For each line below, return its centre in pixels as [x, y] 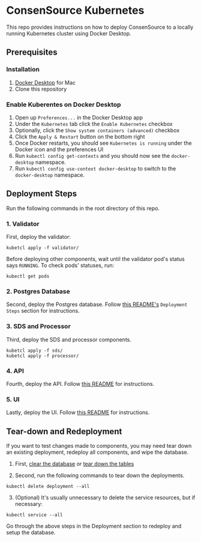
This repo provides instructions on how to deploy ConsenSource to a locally [100, 27]
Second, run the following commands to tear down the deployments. [100, 475]
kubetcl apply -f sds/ [34, 351]
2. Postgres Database [38, 291]
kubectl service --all [34, 515]
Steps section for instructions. [43, 311]
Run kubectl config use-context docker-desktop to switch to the [95, 168]
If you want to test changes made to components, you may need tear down [99, 446]
